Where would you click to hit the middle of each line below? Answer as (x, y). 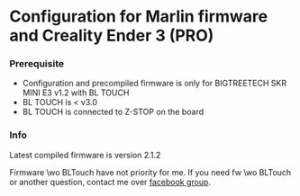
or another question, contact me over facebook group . (110, 182)
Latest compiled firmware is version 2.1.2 (85, 155)
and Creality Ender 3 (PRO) (112, 36)
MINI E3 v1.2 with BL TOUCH (76, 93)
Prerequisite (37, 64)
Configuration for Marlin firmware (139, 17)
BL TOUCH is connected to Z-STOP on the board (113, 112)
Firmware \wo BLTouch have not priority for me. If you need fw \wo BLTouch (150, 172)
